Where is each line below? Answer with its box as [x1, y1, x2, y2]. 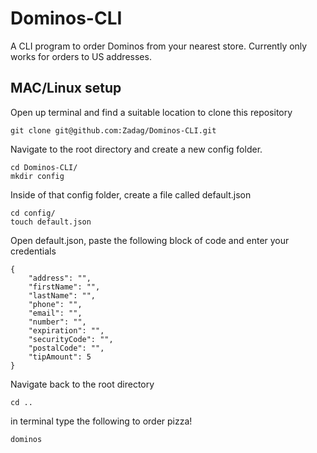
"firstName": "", [28, 282, 101, 292]
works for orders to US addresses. [10, 50, 152, 62]
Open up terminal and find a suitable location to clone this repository [10, 106, 293, 118]
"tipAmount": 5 [28, 352, 92, 362]
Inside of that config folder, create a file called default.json [10, 188, 252, 201]
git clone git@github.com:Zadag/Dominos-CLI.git [10, 125, 217, 136]
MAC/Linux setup [10, 80, 122, 97]
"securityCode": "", [28, 334, 114, 344]
